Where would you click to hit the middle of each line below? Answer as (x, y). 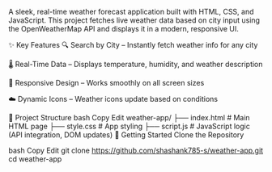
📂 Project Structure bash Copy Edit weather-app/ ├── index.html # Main (129, 117)
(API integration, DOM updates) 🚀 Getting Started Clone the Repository (126, 135)
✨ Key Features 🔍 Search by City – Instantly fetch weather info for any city (133, 45)
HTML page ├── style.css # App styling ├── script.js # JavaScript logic (130, 126)
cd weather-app (35, 159)
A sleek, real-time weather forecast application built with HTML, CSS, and (131, 12)
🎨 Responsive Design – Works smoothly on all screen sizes (106, 83)
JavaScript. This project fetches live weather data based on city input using (134, 20)
